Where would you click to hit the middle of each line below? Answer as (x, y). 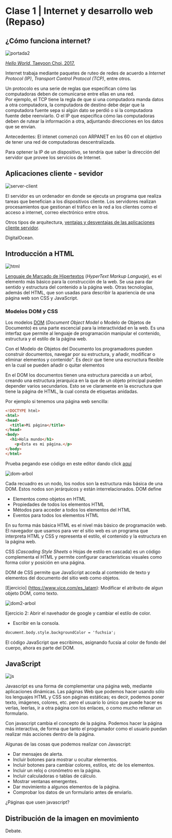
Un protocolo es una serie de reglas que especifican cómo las (71, 88)
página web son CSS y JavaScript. (42, 298)
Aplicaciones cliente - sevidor (54, 174)
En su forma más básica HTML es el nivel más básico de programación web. (86, 525)
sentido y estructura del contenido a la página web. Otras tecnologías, (80, 287)
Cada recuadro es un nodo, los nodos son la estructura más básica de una (84, 483)
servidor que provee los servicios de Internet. (53, 157)
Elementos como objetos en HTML (49, 499)
